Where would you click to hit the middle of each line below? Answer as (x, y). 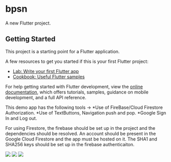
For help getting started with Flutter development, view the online (74, 86)
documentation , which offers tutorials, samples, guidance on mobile (77, 92)
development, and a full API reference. (46, 97)
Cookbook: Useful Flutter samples (49, 77)
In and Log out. (21, 118)
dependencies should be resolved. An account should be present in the (81, 133)
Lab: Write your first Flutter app (46, 71)
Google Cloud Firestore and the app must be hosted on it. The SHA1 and (81, 139)
